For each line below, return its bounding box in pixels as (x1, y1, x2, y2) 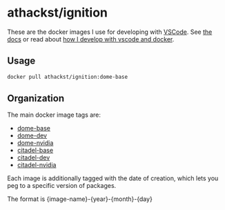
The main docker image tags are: (7, 111, 101, 119)
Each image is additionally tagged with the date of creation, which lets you (7, 174, 219, 182)
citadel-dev (17, 153, 50, 162)
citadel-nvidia (17, 161, 57, 169)
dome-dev (17, 131, 47, 140)
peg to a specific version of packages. (7, 182, 117, 190)
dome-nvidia (17, 139, 54, 147)
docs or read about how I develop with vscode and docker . (7, 35, 175, 43)
